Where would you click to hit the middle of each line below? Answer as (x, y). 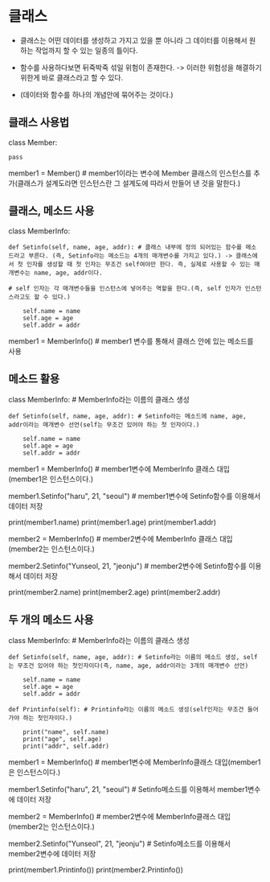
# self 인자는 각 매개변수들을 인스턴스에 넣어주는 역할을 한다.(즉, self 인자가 (125, 288)
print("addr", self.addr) (66, 746)
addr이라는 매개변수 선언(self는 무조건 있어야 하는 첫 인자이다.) (104, 425)
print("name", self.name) (66, 732)
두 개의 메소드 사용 (51, 619)
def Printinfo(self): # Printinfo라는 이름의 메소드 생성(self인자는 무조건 (126, 710)
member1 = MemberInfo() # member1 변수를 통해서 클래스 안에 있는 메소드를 (131, 341)
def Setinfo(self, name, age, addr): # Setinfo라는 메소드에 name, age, (127, 416)
